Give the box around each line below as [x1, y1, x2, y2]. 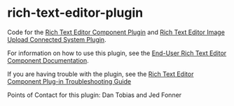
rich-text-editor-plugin [7, 5, 144, 21]
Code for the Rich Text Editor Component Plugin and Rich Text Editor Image [7, 28, 226, 36]
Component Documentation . [7, 56, 89, 64]
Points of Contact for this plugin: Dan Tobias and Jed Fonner [7, 91, 182, 99]
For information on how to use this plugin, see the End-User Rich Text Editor [7, 49, 227, 57]
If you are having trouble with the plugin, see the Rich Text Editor [7, 70, 194, 78]
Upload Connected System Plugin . [7, 35, 106, 43]
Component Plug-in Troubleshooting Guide [7, 77, 132, 85]
